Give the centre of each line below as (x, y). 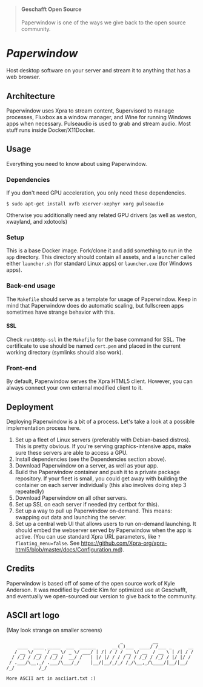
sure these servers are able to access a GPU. (72, 452)
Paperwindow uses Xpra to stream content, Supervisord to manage (90, 111)
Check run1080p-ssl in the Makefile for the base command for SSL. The (96, 339)
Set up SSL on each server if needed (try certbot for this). (87, 504)
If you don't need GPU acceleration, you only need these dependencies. (96, 193)
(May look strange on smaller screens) (54, 630)
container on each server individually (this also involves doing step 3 (101, 485)
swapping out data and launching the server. (71, 517)
